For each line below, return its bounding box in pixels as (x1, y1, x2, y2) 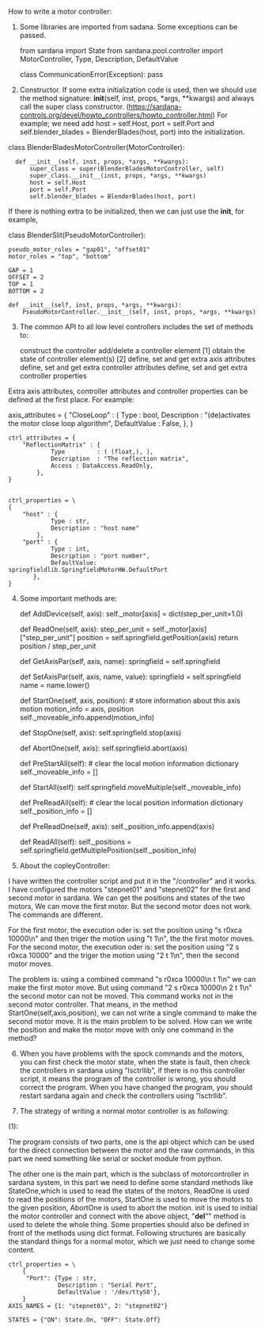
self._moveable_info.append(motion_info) (19, 713, 155, 722)
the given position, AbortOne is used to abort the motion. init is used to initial (8, 1203, 258, 1212)
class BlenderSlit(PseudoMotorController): (8, 230, 146, 240)
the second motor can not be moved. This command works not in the (8, 992, 233, 1000)
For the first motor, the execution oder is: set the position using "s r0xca (8, 926, 243, 934)
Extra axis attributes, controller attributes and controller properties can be (8, 386, 248, 396)
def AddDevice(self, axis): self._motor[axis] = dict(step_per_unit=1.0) (19, 609, 244, 618)
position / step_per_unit (19, 642, 97, 650)
